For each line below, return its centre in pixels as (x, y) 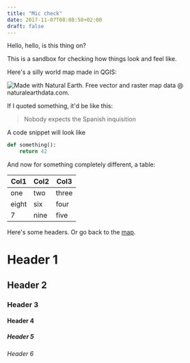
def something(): (32, 145)
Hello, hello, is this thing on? (47, 46)
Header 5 (21, 336)
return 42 (33, 151)
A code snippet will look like (46, 133)
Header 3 (23, 304)
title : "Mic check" (35, 13)
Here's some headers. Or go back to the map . (71, 232)
